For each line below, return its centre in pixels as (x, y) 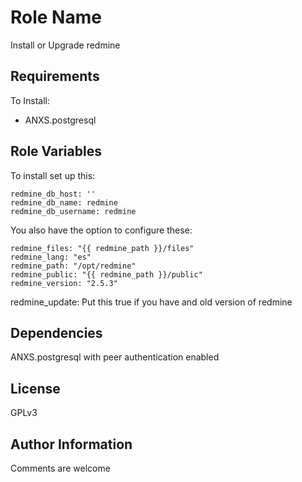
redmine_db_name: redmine (64, 202)
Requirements (55, 76)
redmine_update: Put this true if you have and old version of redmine (151, 302)
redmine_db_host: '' (53, 194)
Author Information (71, 444)
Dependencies (56, 332)
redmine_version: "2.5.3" (64, 283)
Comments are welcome (60, 468)
